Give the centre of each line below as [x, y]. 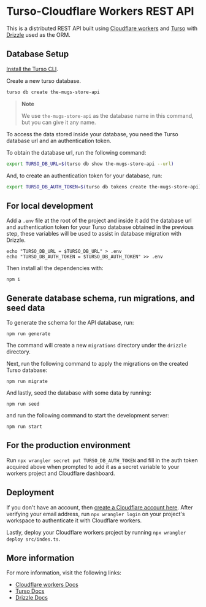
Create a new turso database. [44, 80]
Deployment [30, 493]
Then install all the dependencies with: [55, 268]
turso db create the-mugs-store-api [53, 92]
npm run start [25, 427]
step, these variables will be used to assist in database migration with [94, 234]
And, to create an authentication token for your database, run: [84, 176]
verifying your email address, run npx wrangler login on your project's [96, 514]
